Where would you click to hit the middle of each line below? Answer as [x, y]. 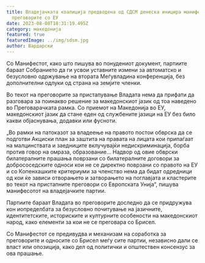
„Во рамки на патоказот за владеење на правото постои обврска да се [99, 132]
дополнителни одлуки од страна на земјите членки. [74, 82]
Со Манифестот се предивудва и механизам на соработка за [86, 234]
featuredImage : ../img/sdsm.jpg [47, 40]
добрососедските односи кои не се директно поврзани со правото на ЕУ [102, 165]
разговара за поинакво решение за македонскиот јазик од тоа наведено [101, 101]
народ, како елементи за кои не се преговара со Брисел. [81, 222]
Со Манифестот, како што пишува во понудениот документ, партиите [97, 63]
